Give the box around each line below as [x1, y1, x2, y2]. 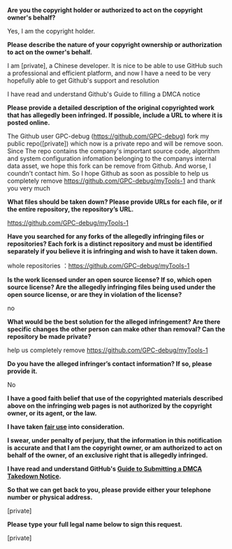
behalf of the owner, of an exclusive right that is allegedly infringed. [7, 451, 208, 459]
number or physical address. [7, 493, 93, 501]
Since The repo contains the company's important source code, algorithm [7, 147, 220, 155]
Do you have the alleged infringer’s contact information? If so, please [7, 360, 212, 368]
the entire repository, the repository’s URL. [7, 205, 134, 213]
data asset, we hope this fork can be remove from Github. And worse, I [7, 162, 211, 170]
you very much [7, 184, 51, 192]
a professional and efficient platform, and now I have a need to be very [7, 69, 211, 77]
